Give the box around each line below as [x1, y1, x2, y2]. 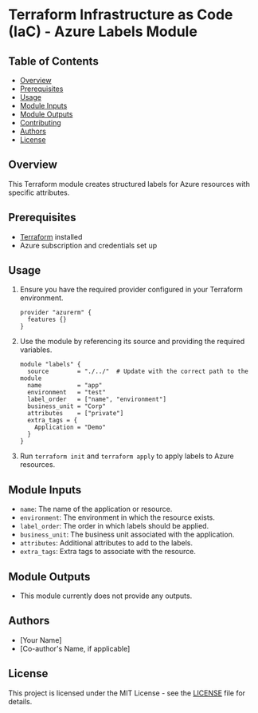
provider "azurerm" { [19, 309, 92, 317]
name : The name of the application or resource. [19, 505, 173, 514]
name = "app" [27, 382, 103, 390]
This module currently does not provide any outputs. [19, 591, 193, 600]
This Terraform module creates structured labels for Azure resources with [8, 179, 251, 188]
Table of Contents [8, 54, 100, 68]
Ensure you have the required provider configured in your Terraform [19, 285, 243, 295]
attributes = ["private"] [27, 410, 124, 418]
